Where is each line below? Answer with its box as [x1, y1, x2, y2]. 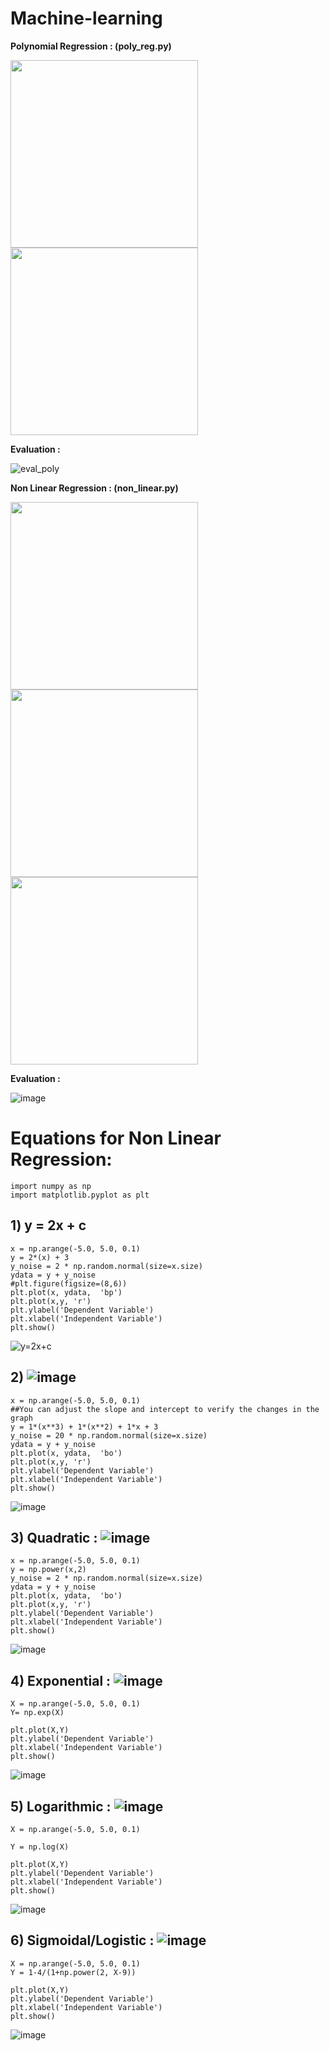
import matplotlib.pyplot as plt [10, 1190, 150, 1200]
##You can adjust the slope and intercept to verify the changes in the [10, 1404, 320, 1414]
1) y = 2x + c [10, 1217, 87, 1234]
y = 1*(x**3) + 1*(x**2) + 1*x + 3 [10, 1422, 159, 1432]
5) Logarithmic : [10, 1798, 112, 1815]
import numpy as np [10, 1181, 92, 1191]
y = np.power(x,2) [10, 1565, 87, 1575]
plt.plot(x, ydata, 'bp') [10, 1287, 123, 1297]
